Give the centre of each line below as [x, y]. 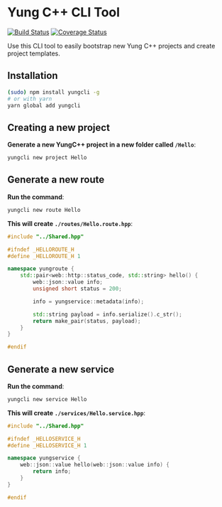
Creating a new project [59, 128]
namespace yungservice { [44, 458]
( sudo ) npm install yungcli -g [54, 92]
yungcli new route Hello [44, 210]
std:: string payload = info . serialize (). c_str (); [107, 314]
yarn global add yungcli [44, 105]
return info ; [52, 471]
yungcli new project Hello [47, 158]
